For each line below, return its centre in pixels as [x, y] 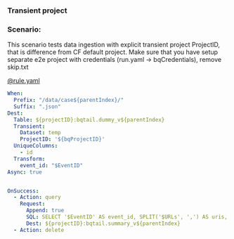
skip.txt [18, 67]
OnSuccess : [23, 191]
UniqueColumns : [36, 146]
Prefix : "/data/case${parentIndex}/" [69, 101]
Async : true [25, 172]
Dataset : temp [40, 133]
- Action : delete [39, 230]
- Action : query [37, 198]
